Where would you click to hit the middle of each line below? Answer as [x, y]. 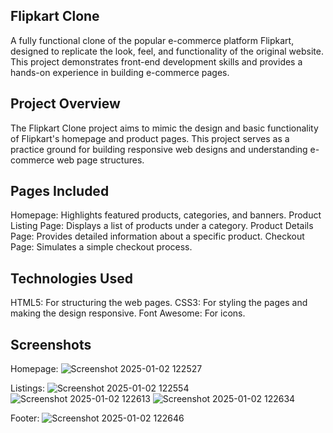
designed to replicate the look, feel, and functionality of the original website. [167, 51]
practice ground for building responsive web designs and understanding [159, 149]
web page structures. [100, 160]
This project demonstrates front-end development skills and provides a [156, 61]
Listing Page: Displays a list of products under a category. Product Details [162, 226]
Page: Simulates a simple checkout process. [101, 247]
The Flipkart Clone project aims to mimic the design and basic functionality [164, 128]
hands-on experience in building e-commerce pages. [120, 72]
